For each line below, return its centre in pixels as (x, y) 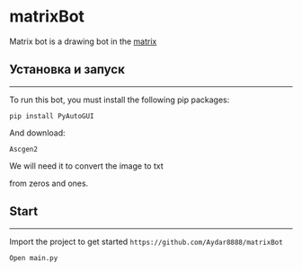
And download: (37, 133)
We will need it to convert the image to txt (86, 166)
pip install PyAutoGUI (52, 116)
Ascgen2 (24, 149)
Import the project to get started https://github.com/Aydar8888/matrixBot (146, 241)
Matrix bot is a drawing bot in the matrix (83, 41)
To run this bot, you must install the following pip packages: (120, 100)
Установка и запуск (67, 70)
